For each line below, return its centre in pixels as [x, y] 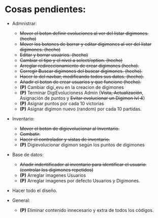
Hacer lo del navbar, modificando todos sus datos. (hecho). [82, 76]
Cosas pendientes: [45, 9]
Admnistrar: [24, 23]
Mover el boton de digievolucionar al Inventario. [70, 129]
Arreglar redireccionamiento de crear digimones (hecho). [79, 66]
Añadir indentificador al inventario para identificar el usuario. [83, 164]
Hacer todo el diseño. [35, 190]
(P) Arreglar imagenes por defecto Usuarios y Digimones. [80, 180]
